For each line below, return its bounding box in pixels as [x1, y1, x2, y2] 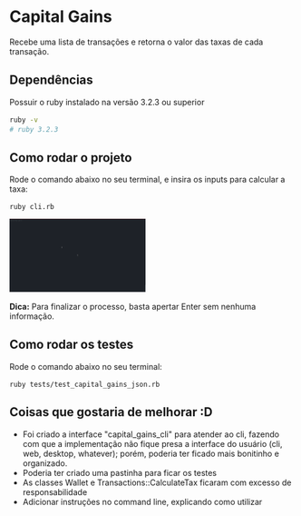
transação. [9, 45, 50, 56]
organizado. [22, 457, 68, 469]
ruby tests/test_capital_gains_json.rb [9, 380, 160, 389]
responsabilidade [22, 486, 88, 497]
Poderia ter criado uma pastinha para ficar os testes [22, 467, 218, 478]
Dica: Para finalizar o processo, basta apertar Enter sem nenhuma [9, 301, 257, 312]
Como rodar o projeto [9, 150, 132, 165]
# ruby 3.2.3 [9, 124, 59, 134]
